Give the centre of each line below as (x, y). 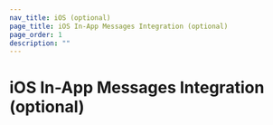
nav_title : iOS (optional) (60, 18)
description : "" (40, 43)
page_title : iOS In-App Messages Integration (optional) (119, 26)
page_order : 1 (36, 34)
